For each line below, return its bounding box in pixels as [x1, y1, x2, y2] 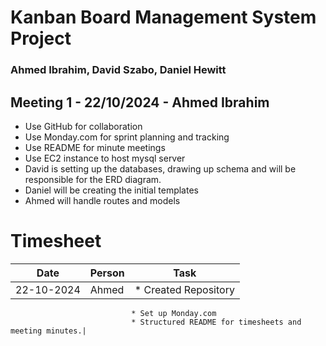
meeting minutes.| [10, 326, 87, 336]
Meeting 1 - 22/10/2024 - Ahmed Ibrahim [10, 94, 270, 111]
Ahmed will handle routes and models [24, 194, 181, 206]
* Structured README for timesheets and [131, 317, 302, 327]
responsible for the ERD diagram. [24, 173, 162, 185]
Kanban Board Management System [10, 6, 317, 29]
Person [89, 266, 125, 280]
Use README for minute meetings [24, 141, 166, 153]
